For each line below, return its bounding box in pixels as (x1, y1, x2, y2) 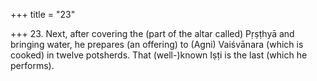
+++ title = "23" (10, 9, 76, 20)
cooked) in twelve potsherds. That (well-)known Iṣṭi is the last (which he (10, 49, 308, 61)
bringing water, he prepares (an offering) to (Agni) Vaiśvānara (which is (10, 39, 304, 50)
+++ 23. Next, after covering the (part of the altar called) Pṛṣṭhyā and (10, 28, 295, 39)
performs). (10, 60, 55, 71)
